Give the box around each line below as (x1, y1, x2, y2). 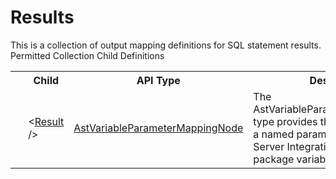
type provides (253, 114, 318, 128)
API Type (136, 73, 181, 87)
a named (253, 127, 295, 141)
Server (253, 139, 285, 153)
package (253, 152, 295, 166)
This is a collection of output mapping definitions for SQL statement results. (10, 39, 322, 51)
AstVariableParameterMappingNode (73, 121, 244, 135)
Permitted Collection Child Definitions (10, 49, 165, 61)
